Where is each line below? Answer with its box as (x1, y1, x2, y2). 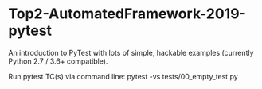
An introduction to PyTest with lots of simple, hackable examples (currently (8, 48, 254, 57)
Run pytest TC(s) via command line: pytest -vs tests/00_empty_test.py (8, 72, 239, 81)
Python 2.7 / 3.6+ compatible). (8, 56, 108, 66)
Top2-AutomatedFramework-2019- (8, 5, 247, 23)
